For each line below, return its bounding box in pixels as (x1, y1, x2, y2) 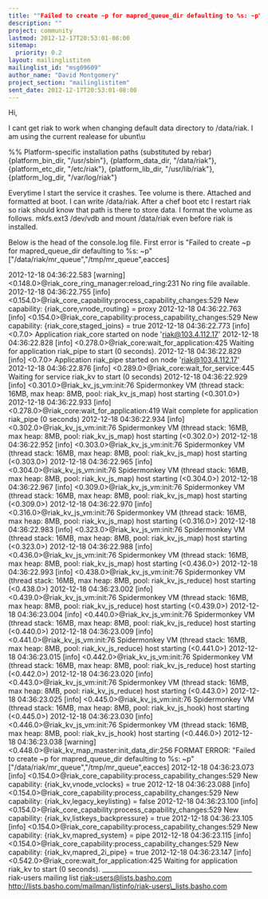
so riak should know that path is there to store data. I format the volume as (8, 205, 253, 215)
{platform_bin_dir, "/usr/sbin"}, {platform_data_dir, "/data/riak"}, (8, 156, 217, 165)
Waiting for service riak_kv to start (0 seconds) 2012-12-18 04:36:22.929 (8, 372, 248, 382)
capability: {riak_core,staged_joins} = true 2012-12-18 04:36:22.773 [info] (8, 321, 250, 331)
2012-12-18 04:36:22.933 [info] (8, 397, 112, 408)
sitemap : (8, 42, 37, 50)
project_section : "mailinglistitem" (8, 78, 130, 86)
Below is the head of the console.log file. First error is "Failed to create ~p (8, 237, 251, 248)
